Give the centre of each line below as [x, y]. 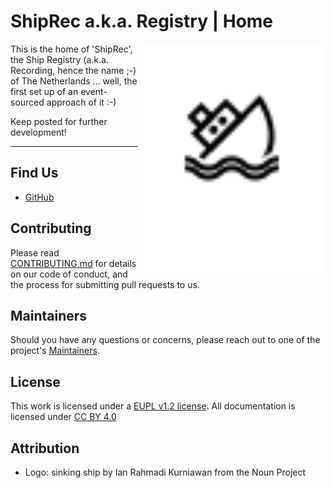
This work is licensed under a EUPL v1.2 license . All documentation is [153, 406]
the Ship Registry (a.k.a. [59, 59]
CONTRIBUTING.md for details [73, 263]
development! [38, 132]
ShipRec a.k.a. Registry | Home [142, 21]
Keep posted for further [59, 121]
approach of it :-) [81, 102]
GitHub [39, 197]
